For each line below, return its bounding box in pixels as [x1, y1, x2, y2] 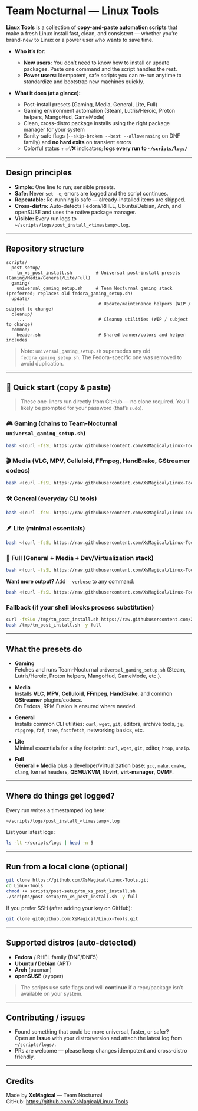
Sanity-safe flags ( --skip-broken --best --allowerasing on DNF [23, 132, 181, 139]
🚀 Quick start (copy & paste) [6, 382, 111, 392]
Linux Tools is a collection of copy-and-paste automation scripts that [6, 24, 178, 31]
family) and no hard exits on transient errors [23, 138, 131, 145]
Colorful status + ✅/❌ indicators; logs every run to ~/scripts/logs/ [23, 145, 187, 152]
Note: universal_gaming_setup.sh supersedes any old [20, 347, 151, 354]
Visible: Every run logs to [14, 214, 77, 222]
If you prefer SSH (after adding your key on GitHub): [6, 904, 133, 911]
